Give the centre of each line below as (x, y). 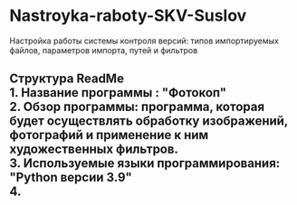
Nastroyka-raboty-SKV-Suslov (128, 16)
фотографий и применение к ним (109, 135)
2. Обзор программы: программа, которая (137, 107)
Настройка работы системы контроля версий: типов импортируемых (144, 41)
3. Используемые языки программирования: (145, 163)
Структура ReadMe (67, 79)
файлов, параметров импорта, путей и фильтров (104, 50)
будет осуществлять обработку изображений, (148, 121)
